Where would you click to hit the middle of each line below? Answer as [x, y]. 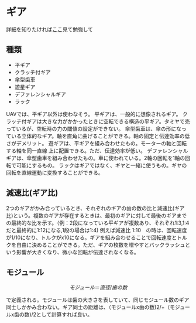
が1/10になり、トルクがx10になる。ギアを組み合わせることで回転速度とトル [97, 237]
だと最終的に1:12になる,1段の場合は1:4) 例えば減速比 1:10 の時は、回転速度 [97, 230]
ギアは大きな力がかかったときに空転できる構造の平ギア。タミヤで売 [108, 121]
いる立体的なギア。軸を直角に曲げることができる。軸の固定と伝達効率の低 [100, 136]
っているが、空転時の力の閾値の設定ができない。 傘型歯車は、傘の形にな [94, 128]
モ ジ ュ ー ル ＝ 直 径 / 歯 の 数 [98, 287]
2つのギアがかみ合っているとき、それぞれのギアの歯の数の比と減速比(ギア [95, 208]
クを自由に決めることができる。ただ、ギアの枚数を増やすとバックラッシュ [96, 244]
